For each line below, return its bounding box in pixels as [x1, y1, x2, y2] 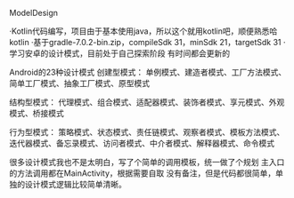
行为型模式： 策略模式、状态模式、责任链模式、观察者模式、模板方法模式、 [9, 127, 285, 137]
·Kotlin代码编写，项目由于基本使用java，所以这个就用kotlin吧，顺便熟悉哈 [9, 26, 278, 36]
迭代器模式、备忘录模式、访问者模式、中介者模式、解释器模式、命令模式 [9, 138, 274, 148]
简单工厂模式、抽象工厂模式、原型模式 [9, 78, 150, 88]
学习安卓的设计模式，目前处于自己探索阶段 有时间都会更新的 [9, 48, 230, 59]
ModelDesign [9, 8, 59, 18]
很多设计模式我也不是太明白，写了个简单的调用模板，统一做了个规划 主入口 [9, 157, 285, 167]
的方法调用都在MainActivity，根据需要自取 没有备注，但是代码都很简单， [9, 168, 276, 178]
